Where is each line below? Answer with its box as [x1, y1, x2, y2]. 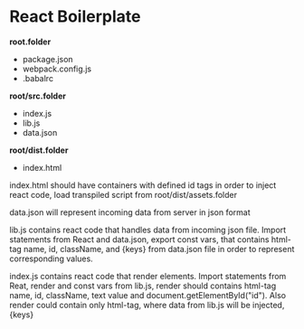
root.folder [9, 36, 52, 47]
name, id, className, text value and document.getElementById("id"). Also [9, 289, 287, 300]
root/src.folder [9, 90, 66, 101]
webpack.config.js [22, 63, 92, 74]
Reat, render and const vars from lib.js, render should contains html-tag [9, 280, 277, 291]
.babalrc [22, 72, 54, 83]
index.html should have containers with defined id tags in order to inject [9, 179, 277, 191]
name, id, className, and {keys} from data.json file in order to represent [24, 243, 295, 254]
